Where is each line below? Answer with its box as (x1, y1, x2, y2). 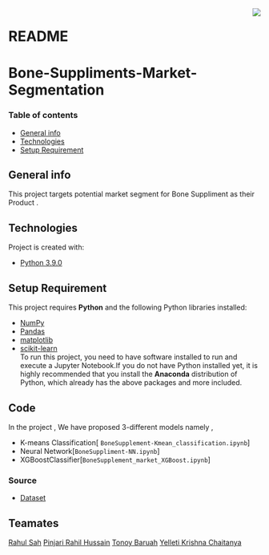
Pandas (19, 326, 46, 336)
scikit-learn (19, 344, 58, 354)
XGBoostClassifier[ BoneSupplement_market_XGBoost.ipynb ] (19, 455, 211, 464)
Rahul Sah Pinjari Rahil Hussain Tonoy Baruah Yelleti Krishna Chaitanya (8, 537, 242, 548)
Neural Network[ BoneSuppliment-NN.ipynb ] (19, 446, 160, 456)
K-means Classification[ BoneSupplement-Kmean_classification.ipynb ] (19, 437, 251, 448)
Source (8, 475, 38, 486)
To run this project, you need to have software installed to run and (19, 352, 238, 362)
